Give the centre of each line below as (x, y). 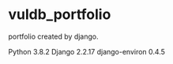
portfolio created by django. (53, 36)
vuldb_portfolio (60, 15)
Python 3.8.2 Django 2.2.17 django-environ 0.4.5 (87, 51)
